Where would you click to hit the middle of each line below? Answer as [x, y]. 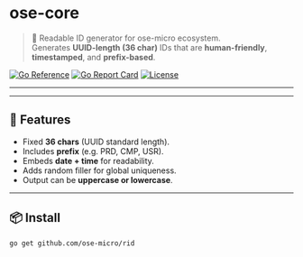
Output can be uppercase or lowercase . [97, 179]
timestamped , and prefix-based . [93, 57]
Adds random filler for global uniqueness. [100, 170]
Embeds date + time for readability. [88, 161]
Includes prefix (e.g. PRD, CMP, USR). [93, 151]
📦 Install [35, 218]
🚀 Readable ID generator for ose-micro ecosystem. [126, 38]
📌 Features [40, 120]
